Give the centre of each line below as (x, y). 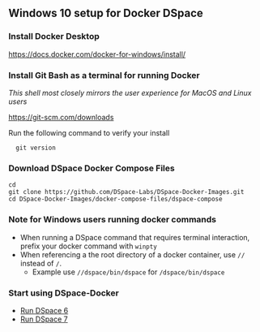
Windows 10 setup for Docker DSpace (106, 13)
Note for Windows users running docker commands (113, 220)
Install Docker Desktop (54, 37)
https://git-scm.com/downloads (61, 117)
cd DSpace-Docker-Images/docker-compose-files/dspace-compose (115, 199)
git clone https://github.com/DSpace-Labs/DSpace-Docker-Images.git (126, 192)
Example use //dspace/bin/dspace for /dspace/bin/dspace (128, 272)
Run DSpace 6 (44, 310)
